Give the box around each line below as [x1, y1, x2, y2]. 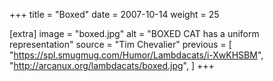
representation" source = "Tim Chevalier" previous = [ [9, 39, 232, 50]
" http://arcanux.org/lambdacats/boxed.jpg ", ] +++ [9, 60, 215, 71]
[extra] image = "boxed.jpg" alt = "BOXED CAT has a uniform [9, 28, 260, 39]
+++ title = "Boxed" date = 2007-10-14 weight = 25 [9, 9, 220, 20]
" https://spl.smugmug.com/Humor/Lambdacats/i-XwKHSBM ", [9, 49, 264, 61]
